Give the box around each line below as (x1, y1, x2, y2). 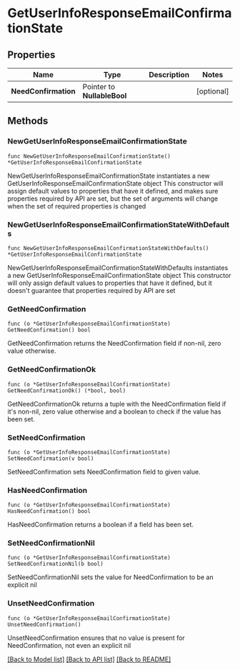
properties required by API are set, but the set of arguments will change (7, 194, 219, 203)
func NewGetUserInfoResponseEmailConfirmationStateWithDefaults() (7, 244, 209, 251)
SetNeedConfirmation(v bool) (7, 455, 94, 462)
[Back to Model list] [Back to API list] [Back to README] (7, 655, 171, 664)
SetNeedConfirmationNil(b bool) (7, 561, 104, 568)
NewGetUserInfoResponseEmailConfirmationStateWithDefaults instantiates (7, 263, 229, 272)
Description (149, 70, 190, 79)
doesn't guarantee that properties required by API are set (7, 286, 176, 294)
